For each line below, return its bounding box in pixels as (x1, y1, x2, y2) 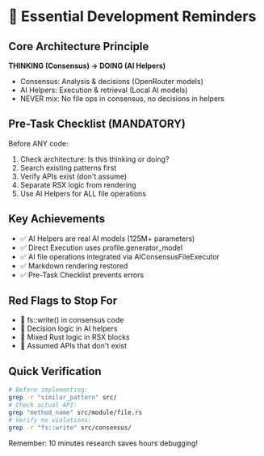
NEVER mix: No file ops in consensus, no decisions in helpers (19, 94, 224, 103)
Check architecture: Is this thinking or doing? (19, 154, 170, 164)
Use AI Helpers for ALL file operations (19, 188, 147, 198)
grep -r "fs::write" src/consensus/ (8, 424, 132, 432)
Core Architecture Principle (8, 40, 149, 53)
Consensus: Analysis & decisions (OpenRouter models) (19, 77, 204, 86)
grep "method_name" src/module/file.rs (8, 408, 143, 416)
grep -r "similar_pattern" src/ (8, 394, 117, 402)
